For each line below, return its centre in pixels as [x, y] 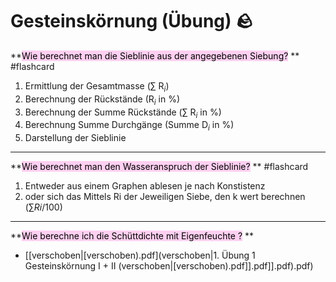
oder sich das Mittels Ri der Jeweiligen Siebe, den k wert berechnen [165, 197]
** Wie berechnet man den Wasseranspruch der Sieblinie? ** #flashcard [159, 167]
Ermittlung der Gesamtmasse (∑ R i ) [97, 86]
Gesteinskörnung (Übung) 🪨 [132, 21]
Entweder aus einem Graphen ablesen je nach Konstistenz [145, 186]
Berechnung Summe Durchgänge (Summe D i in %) [129, 126]
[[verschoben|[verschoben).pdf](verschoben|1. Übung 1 [140, 255]
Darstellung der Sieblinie [75, 138]
